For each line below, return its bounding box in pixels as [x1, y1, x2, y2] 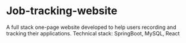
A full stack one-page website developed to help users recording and [6, 24, 176, 31]
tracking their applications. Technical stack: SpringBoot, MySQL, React [6, 29, 180, 37]
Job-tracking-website [6, 4, 118, 18]
